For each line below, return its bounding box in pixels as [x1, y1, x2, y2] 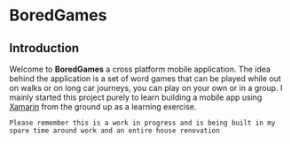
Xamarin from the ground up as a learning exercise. [9, 102, 197, 111]
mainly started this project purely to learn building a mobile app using [9, 92, 263, 102]
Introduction [9, 41, 80, 56]
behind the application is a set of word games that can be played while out [9, 73, 281, 84]
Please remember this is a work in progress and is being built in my [9, 118, 276, 127]
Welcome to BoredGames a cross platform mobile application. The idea [9, 64, 271, 74]
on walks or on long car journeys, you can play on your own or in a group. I [9, 83, 283, 93]
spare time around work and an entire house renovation [9, 126, 220, 135]
